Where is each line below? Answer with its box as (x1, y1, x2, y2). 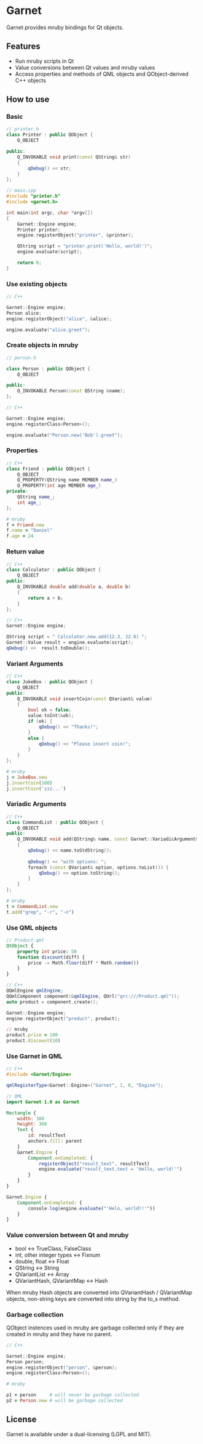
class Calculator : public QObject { (6, 567, 101, 573)
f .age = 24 (6, 533, 34, 540)
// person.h (6, 355, 36, 361)
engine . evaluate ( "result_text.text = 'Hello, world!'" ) (38, 1166, 182, 1172)
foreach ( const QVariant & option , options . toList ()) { (28, 864, 169, 871)
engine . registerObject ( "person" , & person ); (6, 1365, 118, 1371)
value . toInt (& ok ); (28, 713, 74, 719)
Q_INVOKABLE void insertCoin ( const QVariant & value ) (17, 695, 153, 702)
